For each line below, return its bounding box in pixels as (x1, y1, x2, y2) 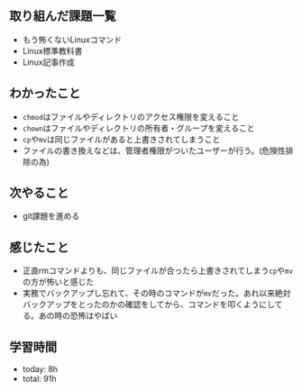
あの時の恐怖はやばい (38, 310, 118, 322)
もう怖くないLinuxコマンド (22, 34, 122, 45)
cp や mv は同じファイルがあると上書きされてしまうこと (22, 133, 221, 144)
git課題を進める (22, 211, 80, 222)
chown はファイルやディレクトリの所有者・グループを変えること (22, 123, 255, 133)
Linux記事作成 (22, 57, 75, 68)
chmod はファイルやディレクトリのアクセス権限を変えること (22, 111, 240, 122)
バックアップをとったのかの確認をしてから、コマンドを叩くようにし (22, 299, 275, 310)
